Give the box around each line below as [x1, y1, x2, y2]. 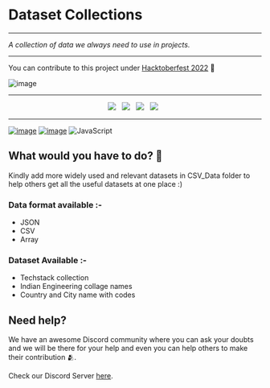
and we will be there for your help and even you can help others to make [8, 344, 248, 353]
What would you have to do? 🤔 [8, 149, 163, 163]
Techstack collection [19, 273, 89, 283]
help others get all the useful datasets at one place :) [8, 179, 183, 188]
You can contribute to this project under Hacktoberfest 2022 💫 [8, 63, 215, 72]
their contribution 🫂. [8, 353, 77, 362]
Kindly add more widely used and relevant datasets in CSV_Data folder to [8, 171, 251, 180]
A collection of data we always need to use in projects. [8, 39, 190, 49]
